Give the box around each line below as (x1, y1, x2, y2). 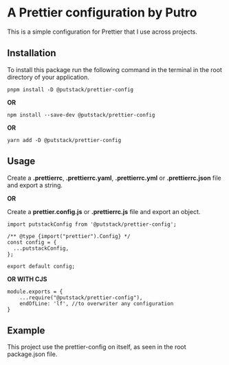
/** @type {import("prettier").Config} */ (7, 233, 131, 239)
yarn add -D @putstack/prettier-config (7, 137, 122, 143)
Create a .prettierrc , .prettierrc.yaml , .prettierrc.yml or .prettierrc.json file (7, 174, 221, 182)
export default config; (7, 263, 76, 270)
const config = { (7, 239, 57, 246)
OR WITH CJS (7, 274, 47, 283)
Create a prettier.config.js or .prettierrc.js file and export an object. (7, 207, 201, 215)
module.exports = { (7, 288, 63, 295)
